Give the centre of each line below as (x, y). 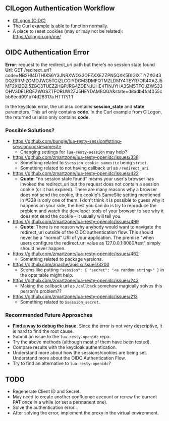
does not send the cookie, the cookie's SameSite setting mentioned (90, 195)
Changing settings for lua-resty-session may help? (74, 152)
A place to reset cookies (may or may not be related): (68, 31)
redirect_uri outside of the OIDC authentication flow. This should (87, 232)
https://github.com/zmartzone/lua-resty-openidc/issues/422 (75, 173)
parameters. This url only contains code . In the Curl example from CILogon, (84, 112)
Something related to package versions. (62, 259)
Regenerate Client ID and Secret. (46, 392)
